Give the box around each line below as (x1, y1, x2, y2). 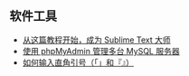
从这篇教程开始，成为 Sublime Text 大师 (22, 34, 171, 45)
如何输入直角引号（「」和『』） (22, 57, 134, 68)
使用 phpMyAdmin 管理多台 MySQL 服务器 (22, 45, 180, 56)
